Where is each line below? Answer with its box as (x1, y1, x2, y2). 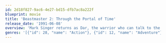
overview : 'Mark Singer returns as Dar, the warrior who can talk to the (5, 26, 161, 31)
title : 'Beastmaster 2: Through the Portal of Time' (5, 16, 116, 21)
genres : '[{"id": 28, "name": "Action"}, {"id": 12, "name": (5, 30, 134, 35)
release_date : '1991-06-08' (5, 21, 63, 26)
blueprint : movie (5, 12, 41, 17)
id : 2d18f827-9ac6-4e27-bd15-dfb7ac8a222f (5, 7, 94, 12)
